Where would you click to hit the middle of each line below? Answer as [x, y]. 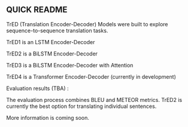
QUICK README [37, 10]
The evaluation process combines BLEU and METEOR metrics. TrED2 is [94, 100]
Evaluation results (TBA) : [37, 88]
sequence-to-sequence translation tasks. [57, 30]
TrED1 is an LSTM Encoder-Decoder [51, 42]
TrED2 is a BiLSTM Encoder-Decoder [52, 54]
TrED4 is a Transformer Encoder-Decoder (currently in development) [91, 76]
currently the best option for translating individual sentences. [81, 106]
